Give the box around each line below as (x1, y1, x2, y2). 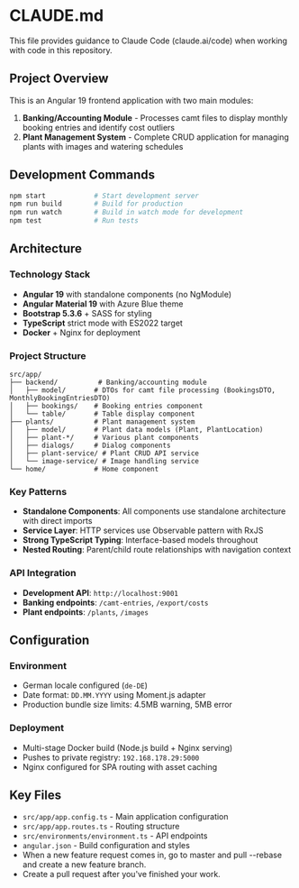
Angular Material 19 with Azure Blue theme (22, 298, 184, 309)
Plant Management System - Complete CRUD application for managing (22, 132, 290, 142)
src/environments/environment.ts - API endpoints (22, 830, 208, 841)
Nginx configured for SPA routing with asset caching (22, 761, 218, 772)
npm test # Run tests (9, 216, 140, 225)
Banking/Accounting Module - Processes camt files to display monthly (22, 112, 288, 123)
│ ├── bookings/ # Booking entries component (9, 402, 204, 411)
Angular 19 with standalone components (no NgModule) (22, 288, 232, 299)
